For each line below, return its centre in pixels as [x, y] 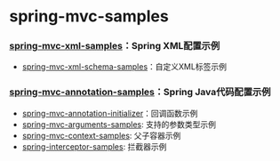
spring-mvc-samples [89, 16]
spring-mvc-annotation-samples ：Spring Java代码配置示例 [140, 93]
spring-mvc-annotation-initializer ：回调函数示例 [110, 113]
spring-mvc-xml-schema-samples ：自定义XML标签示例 [124, 67]
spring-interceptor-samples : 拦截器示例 [94, 146]
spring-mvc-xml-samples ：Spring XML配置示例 [115, 46]
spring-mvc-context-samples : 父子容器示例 [101, 135]
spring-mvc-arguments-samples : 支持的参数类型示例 [119, 124]
